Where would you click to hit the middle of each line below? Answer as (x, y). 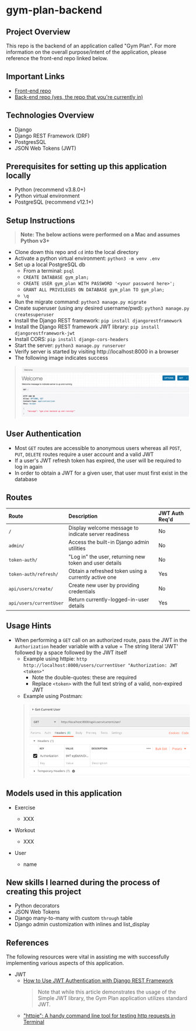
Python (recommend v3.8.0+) (50, 190)
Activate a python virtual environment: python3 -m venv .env (87, 259)
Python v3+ (35, 241)
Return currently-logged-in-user (109, 600)
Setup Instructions (41, 220)
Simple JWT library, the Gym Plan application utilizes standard (113, 998)
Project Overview (38, 32)
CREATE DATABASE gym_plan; (56, 278)
